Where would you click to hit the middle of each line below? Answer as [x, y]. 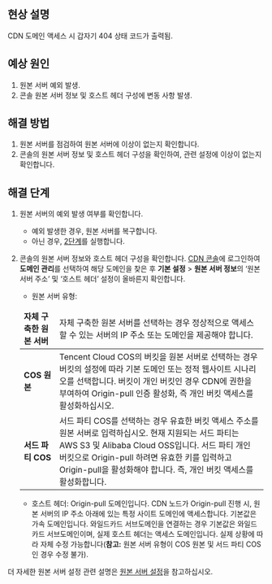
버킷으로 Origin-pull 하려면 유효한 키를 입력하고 [145, 458]
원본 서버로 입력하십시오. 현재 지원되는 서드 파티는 [149, 434]
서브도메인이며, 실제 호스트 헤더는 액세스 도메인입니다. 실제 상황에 [151, 534]
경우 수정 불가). [64, 555]
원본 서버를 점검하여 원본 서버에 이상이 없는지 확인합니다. [109, 144]
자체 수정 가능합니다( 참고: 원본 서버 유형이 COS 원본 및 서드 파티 [142, 544]
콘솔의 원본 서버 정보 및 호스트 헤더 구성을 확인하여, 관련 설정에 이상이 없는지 [140, 155]
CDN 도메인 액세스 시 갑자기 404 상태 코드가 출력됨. [91, 36]
